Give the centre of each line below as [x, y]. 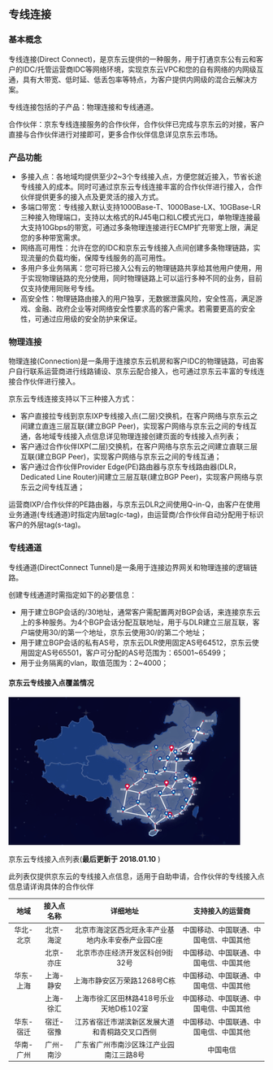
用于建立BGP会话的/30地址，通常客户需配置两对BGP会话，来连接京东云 [140, 611]
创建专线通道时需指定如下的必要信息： [72, 594]
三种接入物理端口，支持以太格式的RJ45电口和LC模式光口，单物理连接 [136, 217]
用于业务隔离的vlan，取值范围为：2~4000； [94, 663]
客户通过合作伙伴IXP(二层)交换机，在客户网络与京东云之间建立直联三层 [139, 446]
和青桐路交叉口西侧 [124, 1032]
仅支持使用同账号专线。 [59, 288]
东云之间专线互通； [52, 487]
